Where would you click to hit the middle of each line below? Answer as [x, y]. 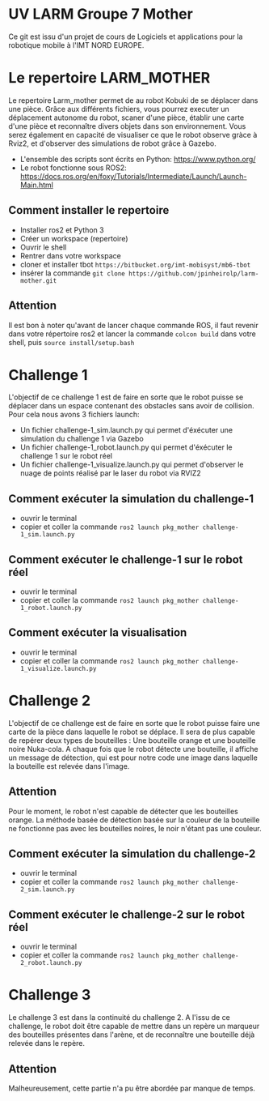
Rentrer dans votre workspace [70, 255]
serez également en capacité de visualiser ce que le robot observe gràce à [133, 134]
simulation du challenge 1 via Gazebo [82, 439]
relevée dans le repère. [47, 1043]
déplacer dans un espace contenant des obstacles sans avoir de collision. [131, 406]
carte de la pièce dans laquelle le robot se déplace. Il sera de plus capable [132, 732]
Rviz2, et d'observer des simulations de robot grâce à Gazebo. [112, 143]
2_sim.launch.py [47, 890]
